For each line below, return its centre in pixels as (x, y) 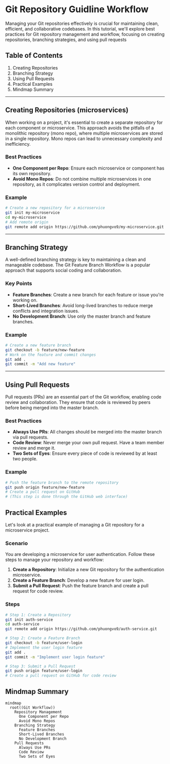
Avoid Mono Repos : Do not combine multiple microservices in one (82, 179)
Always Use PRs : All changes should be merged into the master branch (87, 432)
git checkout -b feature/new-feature (45, 350)
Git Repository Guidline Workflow (77, 9)
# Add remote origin (27, 222)
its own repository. (32, 173)
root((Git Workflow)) (33, 707)
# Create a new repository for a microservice (55, 208)
